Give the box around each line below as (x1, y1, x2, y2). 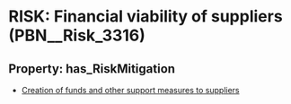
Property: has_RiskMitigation (8, 61, 176, 76)
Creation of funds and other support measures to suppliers (21, 85, 240, 95)
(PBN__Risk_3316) (8, 25, 145, 46)
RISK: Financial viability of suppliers (8, 6, 284, 27)
